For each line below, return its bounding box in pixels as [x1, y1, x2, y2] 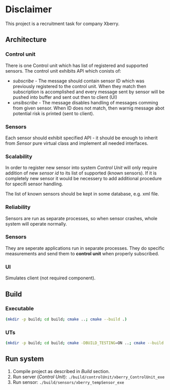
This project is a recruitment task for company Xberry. [5, 20, 120, 27]
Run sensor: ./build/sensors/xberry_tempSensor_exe [12, 379, 124, 385]
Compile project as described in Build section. [12, 368, 110, 374]
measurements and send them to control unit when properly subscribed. [5, 250, 160, 256]
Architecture [5, 35, 47, 44]
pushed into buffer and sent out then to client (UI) [12, 94, 118, 100]
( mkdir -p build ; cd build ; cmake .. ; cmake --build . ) [5, 316, 127, 322]
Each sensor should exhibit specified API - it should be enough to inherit [5, 135, 158, 141]
